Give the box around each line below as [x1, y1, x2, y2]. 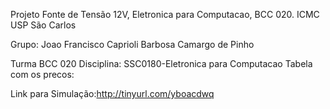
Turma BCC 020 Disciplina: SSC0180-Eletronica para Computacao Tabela [10, 58, 313, 69]
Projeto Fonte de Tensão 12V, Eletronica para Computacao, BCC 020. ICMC [10, 9, 320, 20]
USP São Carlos [10, 19, 77, 31]
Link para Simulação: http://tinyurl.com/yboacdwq [10, 88, 215, 99]
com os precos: [10, 69, 75, 80]
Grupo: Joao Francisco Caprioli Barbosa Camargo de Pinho [10, 39, 255, 50]
